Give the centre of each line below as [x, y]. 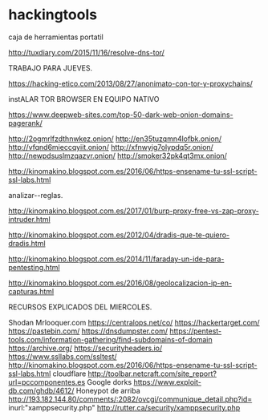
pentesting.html [34, 267]
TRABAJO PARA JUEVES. [51, 68]
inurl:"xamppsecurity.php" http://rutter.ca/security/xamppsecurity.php [124, 407]
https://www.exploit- [168, 382]
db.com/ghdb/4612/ [41, 390]
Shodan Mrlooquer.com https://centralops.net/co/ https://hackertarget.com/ [134, 322]
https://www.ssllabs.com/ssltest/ [63, 356]
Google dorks [110, 382]
